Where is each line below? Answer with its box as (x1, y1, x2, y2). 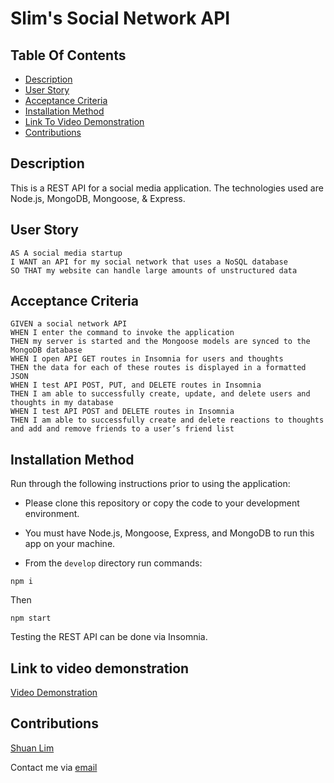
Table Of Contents (10, 47, 127, 64)
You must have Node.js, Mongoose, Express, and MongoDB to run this (24, 527, 315, 539)
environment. (24, 508, 80, 520)
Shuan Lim (10, 742, 55, 754)
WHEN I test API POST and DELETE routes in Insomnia (10, 407, 235, 417)
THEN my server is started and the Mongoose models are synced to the (10, 337, 311, 347)
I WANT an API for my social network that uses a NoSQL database (10, 257, 288, 267)
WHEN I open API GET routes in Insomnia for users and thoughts (10, 354, 284, 364)
